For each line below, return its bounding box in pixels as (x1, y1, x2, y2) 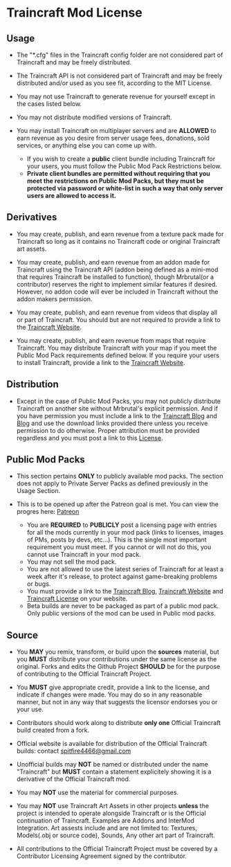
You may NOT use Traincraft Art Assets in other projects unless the (16, 802, 209, 810)
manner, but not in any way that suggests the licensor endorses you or (16, 698, 218, 706)
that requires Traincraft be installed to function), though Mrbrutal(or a (16, 272, 214, 281)
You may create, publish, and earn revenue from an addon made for (16, 258, 210, 266)
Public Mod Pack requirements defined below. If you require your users (16, 351, 219, 359)
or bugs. (26, 580, 51, 588)
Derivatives (6, 211, 57, 223)
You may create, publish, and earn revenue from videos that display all (16, 308, 218, 316)
